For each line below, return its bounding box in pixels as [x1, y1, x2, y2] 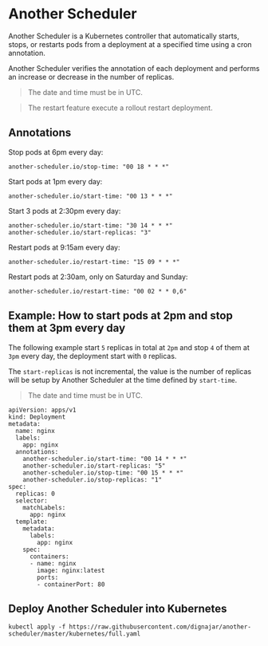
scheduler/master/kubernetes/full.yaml [8, 630, 141, 638]
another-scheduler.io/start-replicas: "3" [8, 228, 152, 236]
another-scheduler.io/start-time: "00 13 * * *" [8, 192, 173, 200]
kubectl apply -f [8, 623, 66, 631]
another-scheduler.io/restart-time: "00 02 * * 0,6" [8, 287, 187, 295]
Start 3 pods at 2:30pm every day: [8, 206, 121, 215]
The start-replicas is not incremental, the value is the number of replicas [8, 366, 252, 376]
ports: [37, 573, 59, 581]
